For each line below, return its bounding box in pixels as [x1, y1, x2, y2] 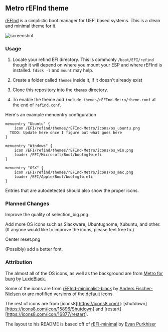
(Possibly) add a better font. [5, 246, 63, 252]
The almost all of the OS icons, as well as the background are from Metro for [5, 270, 163, 276]
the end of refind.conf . [12, 102, 62, 108]
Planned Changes [5, 200, 50, 207]
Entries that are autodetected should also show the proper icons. [5, 187, 139, 193]
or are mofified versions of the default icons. [22, 291, 114, 297]
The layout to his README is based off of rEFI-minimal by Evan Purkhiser [5, 321, 156, 327]
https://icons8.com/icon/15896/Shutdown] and [7, 306, 104, 312]
